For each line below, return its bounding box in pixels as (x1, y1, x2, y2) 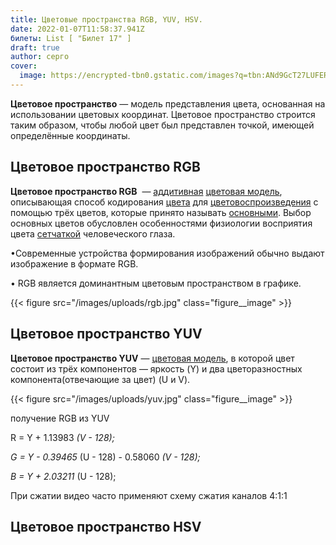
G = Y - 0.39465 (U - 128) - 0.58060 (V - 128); (10, 451, 201, 463)
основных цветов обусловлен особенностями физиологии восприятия (10, 217, 313, 229)
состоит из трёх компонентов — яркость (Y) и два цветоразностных (10, 362, 303, 375)
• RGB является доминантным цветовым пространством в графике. (10, 277, 302, 289)
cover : (10, 61, 38, 71)
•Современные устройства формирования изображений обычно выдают (10, 247, 325, 259)
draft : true (10, 42, 60, 53)
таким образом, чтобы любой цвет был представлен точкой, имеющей (10, 119, 315, 131)
